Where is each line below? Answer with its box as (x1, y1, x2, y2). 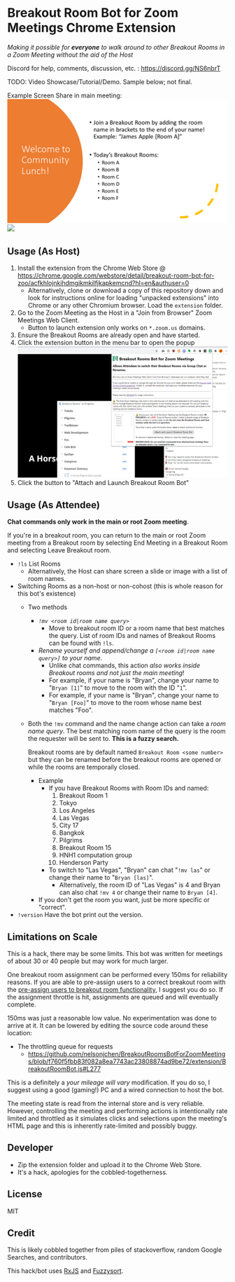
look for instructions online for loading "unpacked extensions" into (27, 294, 219, 302)
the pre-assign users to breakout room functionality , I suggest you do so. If (7, 986, 224, 993)
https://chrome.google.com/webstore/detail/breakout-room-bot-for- (17, 271, 215, 280)
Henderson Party (59, 859, 108, 867)
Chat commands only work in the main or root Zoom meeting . (7, 517, 189, 526)
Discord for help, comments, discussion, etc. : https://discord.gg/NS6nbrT (7, 64, 221, 72)
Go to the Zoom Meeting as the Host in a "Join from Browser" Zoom (17, 308, 213, 317)
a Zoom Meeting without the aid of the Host (7, 50, 134, 59)
